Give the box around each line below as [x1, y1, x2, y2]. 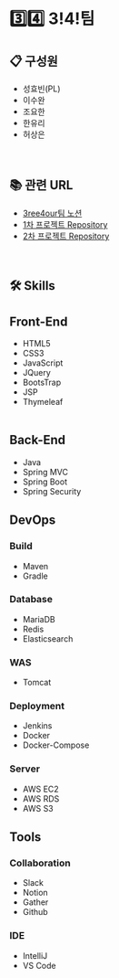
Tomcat [22, 677, 52, 688]
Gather [22, 897, 49, 908]
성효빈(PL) [22, 83, 61, 94]
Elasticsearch [22, 633, 74, 644]
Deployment [9, 700, 65, 713]
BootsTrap [22, 377, 62, 388]
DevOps [9, 513, 56, 528]
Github [22, 907, 48, 918]
